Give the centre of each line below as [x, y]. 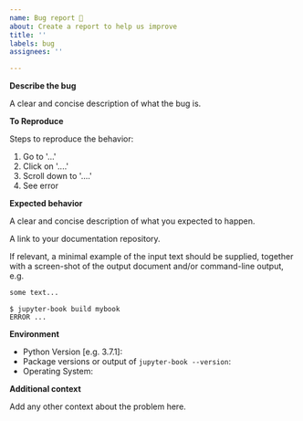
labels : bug [32, 43]
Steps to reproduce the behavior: [72, 139]
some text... [34, 293]
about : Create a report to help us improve [94, 26]
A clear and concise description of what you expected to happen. [132, 221]
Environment [34, 334]
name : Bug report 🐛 [47, 18]
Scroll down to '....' [57, 176]
